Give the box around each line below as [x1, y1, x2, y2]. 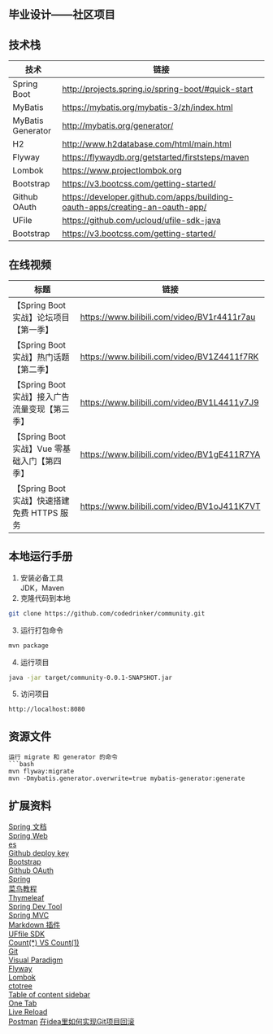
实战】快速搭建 [12, 495, 71, 506]
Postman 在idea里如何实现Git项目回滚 [8, 1017, 136, 1027]
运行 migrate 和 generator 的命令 [8, 753, 118, 761]
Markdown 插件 [8, 920, 61, 930]
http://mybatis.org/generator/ [62, 120, 174, 132]
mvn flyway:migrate [8, 768, 75, 776]
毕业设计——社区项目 [8, 7, 115, 22]
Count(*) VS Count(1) [8, 938, 80, 948]
